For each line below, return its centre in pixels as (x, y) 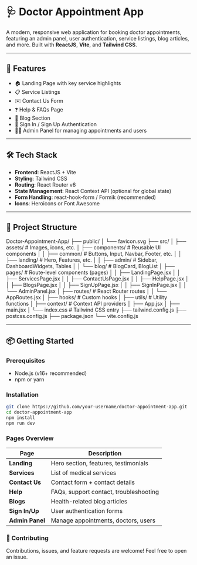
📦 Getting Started (40, 341)
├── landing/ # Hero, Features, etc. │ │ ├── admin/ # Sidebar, (82, 260)
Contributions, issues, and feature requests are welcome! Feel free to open (96, 551)
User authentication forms (87, 511)
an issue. (17, 557)
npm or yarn (29, 380)
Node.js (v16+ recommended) (50, 373)
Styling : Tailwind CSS (41, 178)
